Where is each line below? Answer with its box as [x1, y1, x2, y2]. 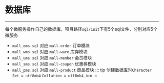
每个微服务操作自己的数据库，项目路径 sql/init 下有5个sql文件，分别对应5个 [5, 26, 158, 32]
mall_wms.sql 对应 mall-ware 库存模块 [12, 48, 88, 54]
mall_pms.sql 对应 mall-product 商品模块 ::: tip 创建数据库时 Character [12, 67, 152, 73]
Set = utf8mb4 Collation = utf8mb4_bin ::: [12, 72, 98, 78]
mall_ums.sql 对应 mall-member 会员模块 [12, 55, 92, 61]
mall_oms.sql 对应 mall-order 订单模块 [12, 42, 90, 48]
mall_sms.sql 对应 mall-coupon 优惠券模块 [12, 61, 97, 66]
